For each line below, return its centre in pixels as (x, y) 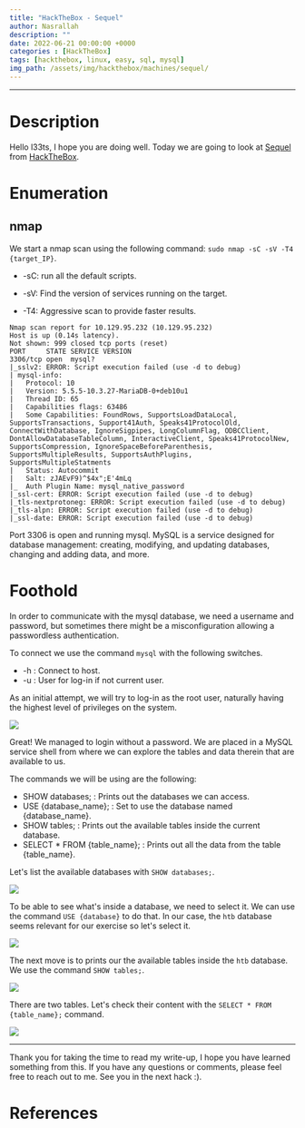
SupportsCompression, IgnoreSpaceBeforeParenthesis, (111, 446)
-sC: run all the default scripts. (79, 275)
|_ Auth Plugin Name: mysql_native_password (97, 486)
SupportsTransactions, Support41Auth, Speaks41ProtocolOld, (126, 423)
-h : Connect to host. (61, 670)
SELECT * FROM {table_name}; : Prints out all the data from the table (152, 844)
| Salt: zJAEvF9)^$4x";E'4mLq (70, 478)
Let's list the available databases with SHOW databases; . (112, 871)
